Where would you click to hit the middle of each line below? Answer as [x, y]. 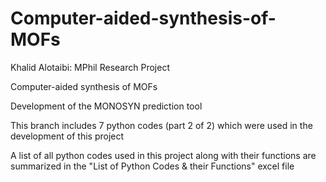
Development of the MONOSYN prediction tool [106, 106]
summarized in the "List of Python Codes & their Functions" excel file [152, 166]
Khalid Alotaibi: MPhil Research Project [90, 67]
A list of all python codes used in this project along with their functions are [163, 155]
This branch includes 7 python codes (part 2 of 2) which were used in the [161, 125]
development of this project [67, 136]
